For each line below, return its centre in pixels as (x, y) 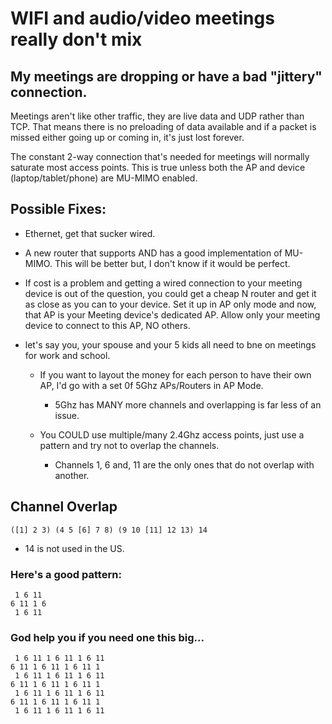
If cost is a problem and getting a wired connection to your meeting (163, 283)
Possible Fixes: (58, 209)
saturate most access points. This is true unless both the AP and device (158, 167)
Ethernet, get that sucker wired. (90, 233)
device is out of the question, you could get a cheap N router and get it (170, 293)
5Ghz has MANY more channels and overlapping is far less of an (188, 404)
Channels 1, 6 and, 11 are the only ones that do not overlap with (184, 464)
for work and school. (67, 355)
